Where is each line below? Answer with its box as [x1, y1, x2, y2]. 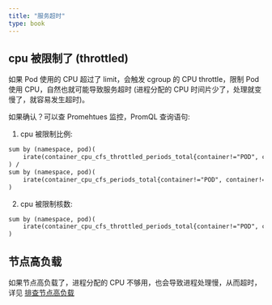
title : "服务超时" [8, 11, 66, 20]
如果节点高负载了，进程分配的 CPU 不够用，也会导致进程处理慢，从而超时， [8, 277, 261, 287]
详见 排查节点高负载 [8, 288, 74, 297]
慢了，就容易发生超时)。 [8, 95, 90, 105]
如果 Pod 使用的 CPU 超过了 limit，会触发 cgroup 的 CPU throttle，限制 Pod [8, 75, 260, 84]
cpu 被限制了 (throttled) [8, 51, 129, 65]
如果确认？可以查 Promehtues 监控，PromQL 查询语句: [8, 112, 190, 122]
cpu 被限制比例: [19, 129, 73, 139]
